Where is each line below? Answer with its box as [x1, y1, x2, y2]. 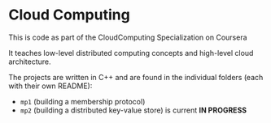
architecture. [8, 57, 51, 66]
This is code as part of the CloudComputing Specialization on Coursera [8, 32, 247, 42]
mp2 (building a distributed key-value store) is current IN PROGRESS [20, 105, 247, 115]
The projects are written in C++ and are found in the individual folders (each [8, 72, 264, 82]
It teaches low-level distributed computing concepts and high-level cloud [8, 48, 254, 57]
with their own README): [8, 81, 93, 91]
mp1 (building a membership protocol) [20, 96, 146, 106]
